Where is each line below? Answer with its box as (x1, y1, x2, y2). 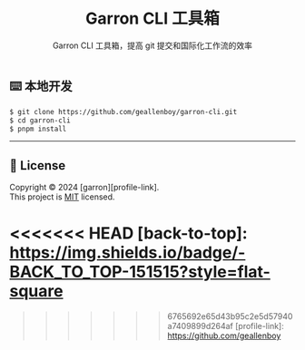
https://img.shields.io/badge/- (9, 242, 246, 263)
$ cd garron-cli (9, 115, 71, 125)
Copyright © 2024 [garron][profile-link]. (9, 182, 160, 193)
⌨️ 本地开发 (9, 79, 73, 94)
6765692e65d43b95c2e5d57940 (167, 311, 293, 322)
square (9, 281, 64, 302)
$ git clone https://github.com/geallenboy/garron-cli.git (9, 107, 238, 116)
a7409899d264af (167, 321, 234, 332)
